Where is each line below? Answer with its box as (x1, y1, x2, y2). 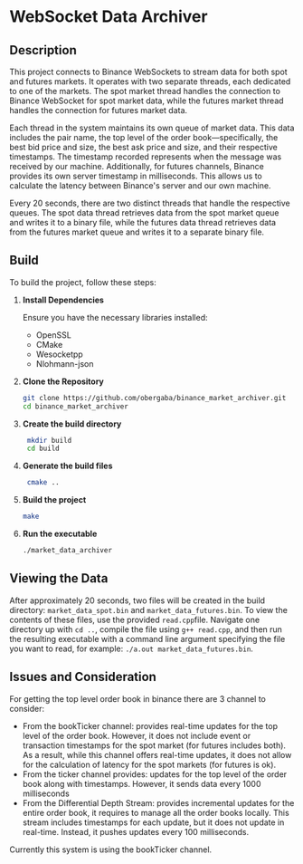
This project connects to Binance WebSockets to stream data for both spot (9, 66, 288, 77)
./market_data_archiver (22, 546, 113, 555)
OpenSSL (35, 329, 72, 341)
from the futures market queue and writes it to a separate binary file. (9, 226, 265, 237)
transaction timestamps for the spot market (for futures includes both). (22, 740, 287, 751)
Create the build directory (22, 418, 122, 429)
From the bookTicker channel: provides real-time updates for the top (22, 720, 279, 731)
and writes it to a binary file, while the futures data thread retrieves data (9, 217, 277, 227)
